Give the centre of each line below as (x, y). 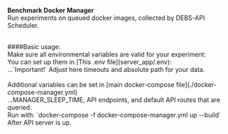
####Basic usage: (34, 47)
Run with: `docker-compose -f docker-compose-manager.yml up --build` (114, 115)
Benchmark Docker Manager (51, 10)
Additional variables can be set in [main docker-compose (91, 84)
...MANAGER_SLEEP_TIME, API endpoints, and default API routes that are (114, 100)
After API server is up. (40, 123)
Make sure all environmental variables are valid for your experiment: (107, 54)
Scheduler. (23, 25)
